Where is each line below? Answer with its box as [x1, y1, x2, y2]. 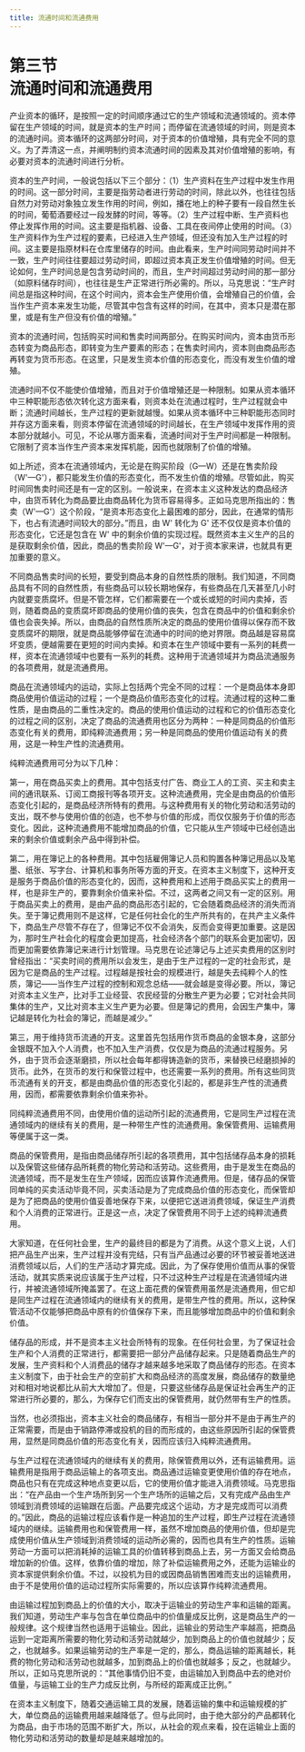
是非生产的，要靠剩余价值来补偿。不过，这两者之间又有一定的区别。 [33, 886, 288, 897]
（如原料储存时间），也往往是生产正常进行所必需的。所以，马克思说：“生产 [9, 277, 288, 288]
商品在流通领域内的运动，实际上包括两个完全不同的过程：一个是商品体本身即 [9, 681, 296, 692]
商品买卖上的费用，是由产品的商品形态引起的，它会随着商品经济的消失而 [16, 898, 288, 909]
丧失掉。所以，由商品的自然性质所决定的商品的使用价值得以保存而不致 [33, 616, 296, 627]
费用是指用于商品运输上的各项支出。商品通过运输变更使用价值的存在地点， [16, 1466, 296, 1477]
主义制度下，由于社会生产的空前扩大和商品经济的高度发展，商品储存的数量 [9, 1371, 288, 1382]
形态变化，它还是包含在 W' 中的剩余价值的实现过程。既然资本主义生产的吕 [9, 529, 287, 540]
